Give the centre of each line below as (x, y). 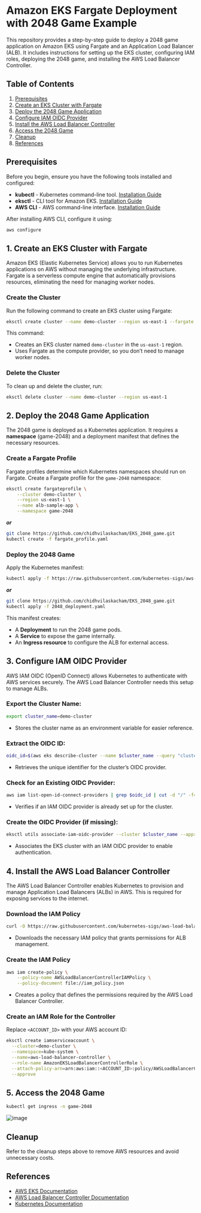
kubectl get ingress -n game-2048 (49, 1107)
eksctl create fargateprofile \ (46, 489)
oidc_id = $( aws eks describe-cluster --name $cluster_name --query (91, 756)
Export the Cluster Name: (44, 704)
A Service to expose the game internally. (65, 636)
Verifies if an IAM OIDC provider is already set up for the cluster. (94, 806)
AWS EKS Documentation (46, 1191)
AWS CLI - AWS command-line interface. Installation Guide (88, 207)
